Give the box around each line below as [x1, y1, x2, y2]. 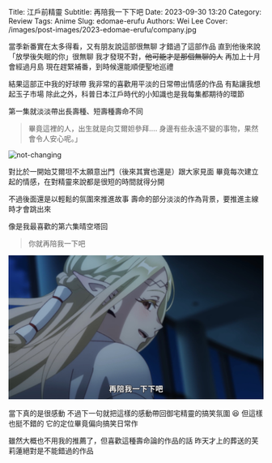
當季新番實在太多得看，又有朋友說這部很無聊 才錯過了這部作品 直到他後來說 [8, 41, 261, 51]
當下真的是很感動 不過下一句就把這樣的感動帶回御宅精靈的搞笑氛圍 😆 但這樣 [8, 408, 263, 418]
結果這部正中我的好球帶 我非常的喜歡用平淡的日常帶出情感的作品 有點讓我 [8, 79, 253, 88]
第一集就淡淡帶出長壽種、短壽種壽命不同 [8, 106, 143, 116]
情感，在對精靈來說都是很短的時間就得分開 [22, 177, 164, 186]
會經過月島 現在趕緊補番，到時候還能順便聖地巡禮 [8, 62, 174, 71]
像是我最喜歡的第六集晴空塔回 [8, 221, 108, 231]
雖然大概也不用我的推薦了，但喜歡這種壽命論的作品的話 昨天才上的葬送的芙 [8, 435, 259, 445]
